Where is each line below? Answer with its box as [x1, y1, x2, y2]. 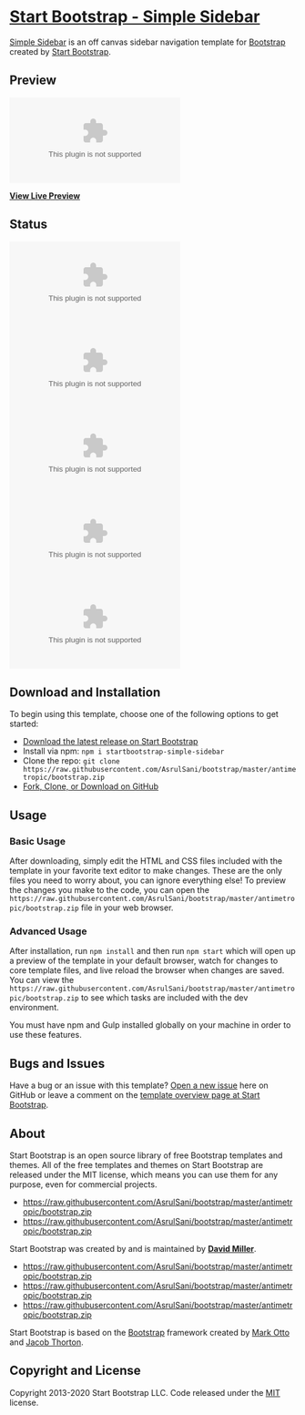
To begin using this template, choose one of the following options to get [9, 709, 280, 720]
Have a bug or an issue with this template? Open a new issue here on [9, 1080, 269, 1091]
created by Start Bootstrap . [9, 46, 112, 56]
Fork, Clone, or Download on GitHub [22, 781, 159, 792]
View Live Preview [9, 190, 80, 201]
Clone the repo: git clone [22, 755, 120, 766]
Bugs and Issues [9, 1055, 106, 1072]
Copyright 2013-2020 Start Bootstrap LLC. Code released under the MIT [9, 1387, 280, 1398]
